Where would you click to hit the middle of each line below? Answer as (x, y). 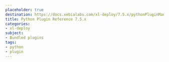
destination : (19, 14)
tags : (11, 42)
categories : (18, 24)
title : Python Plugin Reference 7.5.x (46, 19)
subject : (14, 33)
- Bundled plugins (24, 38)
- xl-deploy (18, 28)
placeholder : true (24, 10)
